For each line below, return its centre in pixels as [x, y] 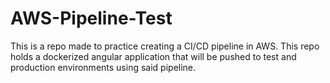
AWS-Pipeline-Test [91, 18]
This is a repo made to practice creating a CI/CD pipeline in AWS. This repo [165, 46]
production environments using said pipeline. [103, 67]
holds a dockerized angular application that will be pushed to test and [153, 56]
